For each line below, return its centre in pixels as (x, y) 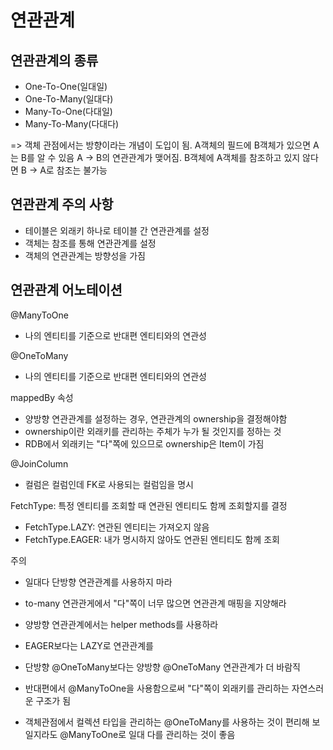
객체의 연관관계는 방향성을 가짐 (85, 255)
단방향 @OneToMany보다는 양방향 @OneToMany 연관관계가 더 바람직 (162, 667)
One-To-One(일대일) (66, 86)
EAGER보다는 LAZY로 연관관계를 (89, 645)
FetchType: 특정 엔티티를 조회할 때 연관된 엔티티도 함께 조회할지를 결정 (149, 505)
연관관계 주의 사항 (62, 204)
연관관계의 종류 (54, 60)
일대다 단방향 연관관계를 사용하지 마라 (98, 582)
